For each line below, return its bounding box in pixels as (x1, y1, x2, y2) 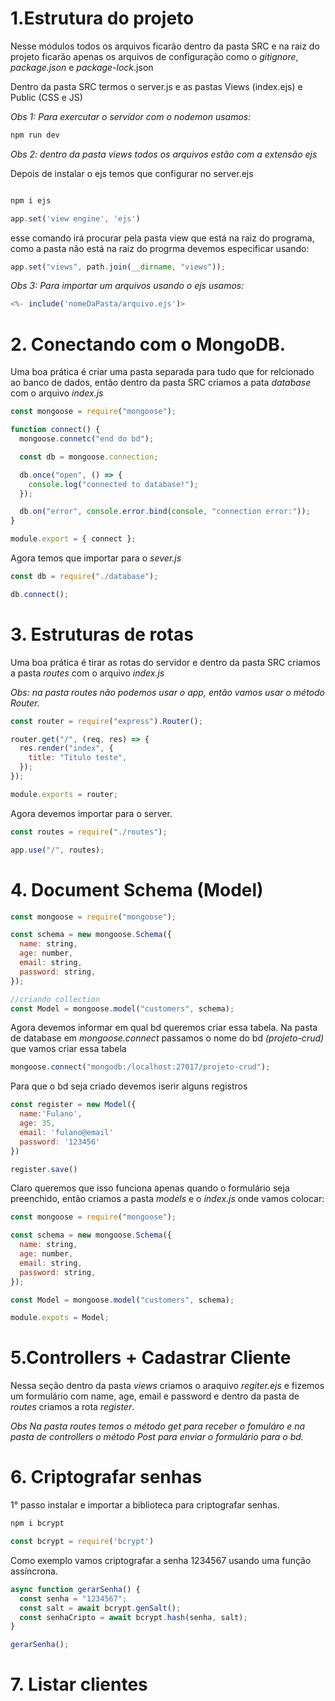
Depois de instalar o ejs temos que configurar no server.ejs (10, 167, 254, 179)
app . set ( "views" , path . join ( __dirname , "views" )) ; (10, 262, 226, 272)
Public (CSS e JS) (10, 91, 83, 103)
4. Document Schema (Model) (10, 878, 264, 901)
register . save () (10, 1164, 78, 1174)
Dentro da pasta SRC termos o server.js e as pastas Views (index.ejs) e (10, 80, 303, 92)
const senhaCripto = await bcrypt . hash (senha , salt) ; (19, 1612, 248, 1622)
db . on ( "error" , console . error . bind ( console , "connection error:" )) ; (19, 507, 311, 517)
